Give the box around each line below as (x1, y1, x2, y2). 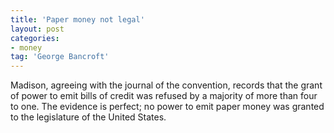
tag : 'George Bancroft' (10, 52, 110, 62)
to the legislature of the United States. (10, 111, 167, 123)
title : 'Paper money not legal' (10, 14, 145, 25)
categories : (10, 33, 60, 43)
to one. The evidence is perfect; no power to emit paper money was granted (10, 101, 325, 113)
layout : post (10, 24, 65, 34)
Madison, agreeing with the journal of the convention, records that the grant (10, 79, 323, 91)
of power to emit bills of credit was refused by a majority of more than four (10, 90, 318, 102)
